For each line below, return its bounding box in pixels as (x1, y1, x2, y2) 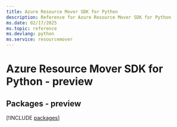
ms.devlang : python (6, 31, 55, 37)
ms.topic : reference (6, 25, 58, 32)
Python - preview (6, 75, 93, 88)
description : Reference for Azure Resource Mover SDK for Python (6, 14, 171, 20)
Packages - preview (6, 98, 81, 109)
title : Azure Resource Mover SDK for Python (6, 8, 118, 15)
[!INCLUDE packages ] (6, 114, 60, 121)
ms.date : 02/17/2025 (6, 20, 58, 26)
